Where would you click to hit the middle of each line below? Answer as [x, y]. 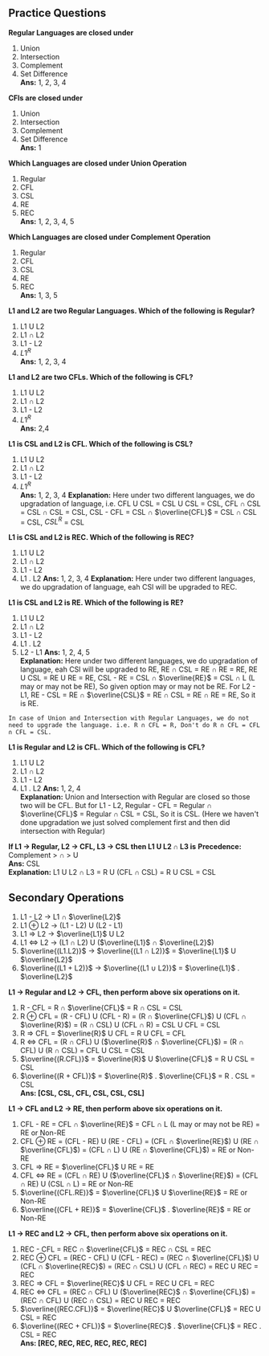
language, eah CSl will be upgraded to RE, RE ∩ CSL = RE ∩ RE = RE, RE [139, 669]
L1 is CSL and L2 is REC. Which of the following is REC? [101, 537]
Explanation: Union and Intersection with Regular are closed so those [135, 797]
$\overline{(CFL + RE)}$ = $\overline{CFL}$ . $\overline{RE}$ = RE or [135, 1210]
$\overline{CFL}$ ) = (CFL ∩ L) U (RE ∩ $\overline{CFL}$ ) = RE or [128, 1150]
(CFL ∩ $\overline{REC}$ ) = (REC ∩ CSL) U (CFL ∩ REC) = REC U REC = [139, 1266]
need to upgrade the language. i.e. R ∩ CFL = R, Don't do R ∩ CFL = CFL [134, 725]
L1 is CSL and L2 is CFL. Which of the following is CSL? [101, 444]
